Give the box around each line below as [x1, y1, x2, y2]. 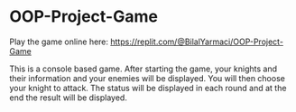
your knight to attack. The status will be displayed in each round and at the [9, 82, 287, 93]
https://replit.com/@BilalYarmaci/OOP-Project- [110, 36, 284, 47]
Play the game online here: [9, 36, 109, 47]
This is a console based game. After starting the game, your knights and [9, 63, 278, 74]
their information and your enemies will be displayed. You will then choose [9, 72, 286, 83]
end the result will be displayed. [9, 92, 128, 103]
